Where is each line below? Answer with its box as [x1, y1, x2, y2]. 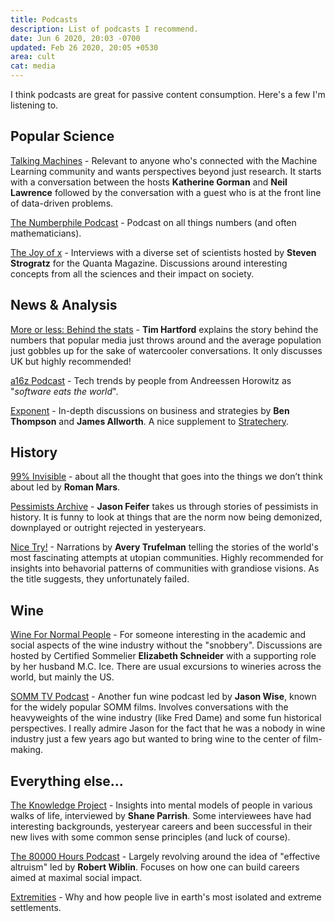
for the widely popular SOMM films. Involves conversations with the [10, 701, 289, 713]
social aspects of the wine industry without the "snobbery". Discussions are [10, 639, 323, 651]
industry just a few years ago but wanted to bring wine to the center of [10, 733, 302, 745]
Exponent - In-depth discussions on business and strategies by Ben [10, 404, 290, 416]
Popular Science [10, 128, 115, 145]
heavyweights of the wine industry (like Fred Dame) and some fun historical [10, 712, 322, 724]
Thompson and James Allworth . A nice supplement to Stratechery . [10, 415, 289, 427]
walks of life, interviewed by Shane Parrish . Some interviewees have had [10, 810, 312, 822]
